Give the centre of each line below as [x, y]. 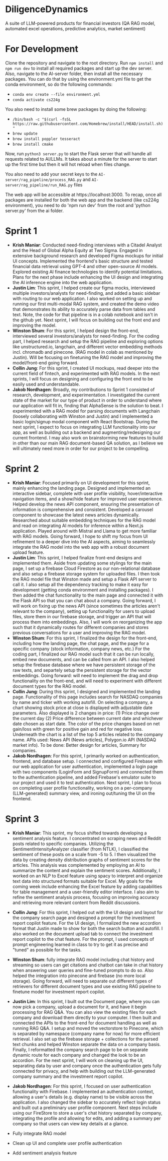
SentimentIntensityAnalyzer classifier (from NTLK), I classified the [80, 849]
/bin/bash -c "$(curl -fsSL [42, 119]
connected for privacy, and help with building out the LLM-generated [84, 1071]
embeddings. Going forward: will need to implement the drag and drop [85, 675]
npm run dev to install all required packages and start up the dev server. [79, 68]
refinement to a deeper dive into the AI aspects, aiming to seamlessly [84, 541]
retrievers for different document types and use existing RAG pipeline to [87, 986]
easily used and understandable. [46, 384]
